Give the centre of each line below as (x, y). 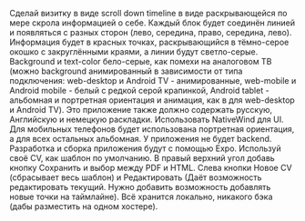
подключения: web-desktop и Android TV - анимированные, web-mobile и (153, 80)
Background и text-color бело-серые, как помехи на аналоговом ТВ (141, 61)
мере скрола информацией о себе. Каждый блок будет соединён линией (152, 23)
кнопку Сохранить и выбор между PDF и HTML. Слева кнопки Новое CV (151, 168)
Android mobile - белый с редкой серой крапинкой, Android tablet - (140, 90)
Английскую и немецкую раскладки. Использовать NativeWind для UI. (147, 119)
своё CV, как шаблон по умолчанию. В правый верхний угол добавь (142, 158)
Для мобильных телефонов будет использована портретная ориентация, (152, 129)
